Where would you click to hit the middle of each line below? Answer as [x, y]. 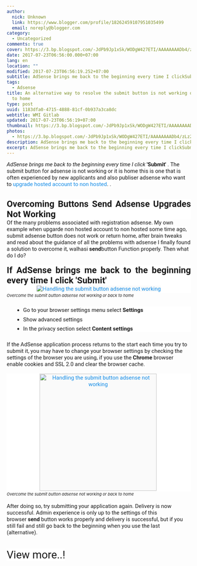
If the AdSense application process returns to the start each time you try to [97, 344]
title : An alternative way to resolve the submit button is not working [97, 93]
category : [19, 33]
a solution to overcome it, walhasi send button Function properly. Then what [98, 249]
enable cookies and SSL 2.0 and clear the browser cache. [76, 364]
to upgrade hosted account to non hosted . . [59, 184]
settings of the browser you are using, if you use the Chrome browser [90, 357]
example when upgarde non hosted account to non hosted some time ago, [97, 229]
